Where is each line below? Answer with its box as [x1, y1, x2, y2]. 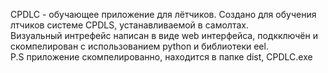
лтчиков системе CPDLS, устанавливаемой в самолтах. [10, 19, 249, 31]
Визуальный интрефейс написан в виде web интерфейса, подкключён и [10, 30, 318, 41]
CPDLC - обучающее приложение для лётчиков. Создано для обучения [10, 9, 317, 20]
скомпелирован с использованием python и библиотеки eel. [10, 40, 269, 52]
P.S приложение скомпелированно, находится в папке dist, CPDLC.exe [10, 51, 313, 63]
